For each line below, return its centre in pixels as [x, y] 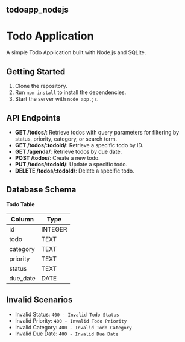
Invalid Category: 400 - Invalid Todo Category [73, 327]
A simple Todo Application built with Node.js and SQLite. [76, 52]
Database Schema [41, 190]
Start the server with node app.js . [57, 99]
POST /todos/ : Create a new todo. [58, 158]
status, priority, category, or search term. [66, 139]
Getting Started [36, 71]
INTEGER [54, 229]
